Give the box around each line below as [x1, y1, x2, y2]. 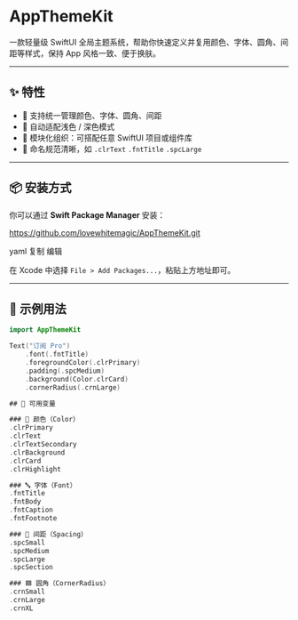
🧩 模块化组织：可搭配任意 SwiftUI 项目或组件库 [21, 132, 193, 143]
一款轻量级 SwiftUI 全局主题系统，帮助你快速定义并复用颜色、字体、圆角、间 [9, 36, 289, 47]
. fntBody [9, 497, 42, 506]
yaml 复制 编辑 [9, 246, 63, 256]
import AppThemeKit [9, 326, 82, 334]
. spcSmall [9, 538, 46, 547]
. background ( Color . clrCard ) [25, 374, 129, 383]
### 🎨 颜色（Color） [9, 415, 80, 424]
